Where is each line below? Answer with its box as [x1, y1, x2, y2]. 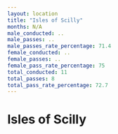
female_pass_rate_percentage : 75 [7, 62, 105, 69]
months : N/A [7, 23, 42, 30]
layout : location [7, 10, 58, 17]
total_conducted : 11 [7, 68, 68, 75]
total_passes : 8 [7, 75, 55, 82]
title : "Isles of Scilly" [7, 17, 83, 24]
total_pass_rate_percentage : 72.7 [7, 82, 109, 89]
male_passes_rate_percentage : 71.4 [7, 43, 112, 50]
